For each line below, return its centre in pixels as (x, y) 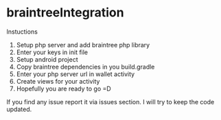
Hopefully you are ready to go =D (63, 88)
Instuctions (22, 32)
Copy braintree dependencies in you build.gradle (85, 67)
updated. (19, 109)
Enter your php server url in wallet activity (75, 74)
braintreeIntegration (65, 13)
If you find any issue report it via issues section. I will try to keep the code (110, 101)
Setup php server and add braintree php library (83, 45)
